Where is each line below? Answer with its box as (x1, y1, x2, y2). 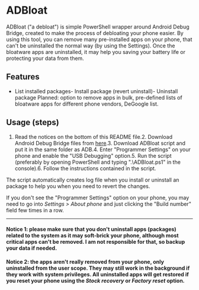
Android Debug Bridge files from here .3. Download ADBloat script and (14, 139, 185, 146)
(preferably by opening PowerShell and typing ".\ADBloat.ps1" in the (14, 158, 181, 165)
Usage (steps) (6, 117, 59, 128)
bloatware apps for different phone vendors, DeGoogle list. (14, 100, 159, 107)
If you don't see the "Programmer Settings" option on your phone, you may (6, 194, 190, 201)
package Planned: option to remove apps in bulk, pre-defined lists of (14, 94, 182, 101)
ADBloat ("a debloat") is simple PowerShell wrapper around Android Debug (6, 23, 190, 30)
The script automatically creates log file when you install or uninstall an (6, 176, 179, 183)
